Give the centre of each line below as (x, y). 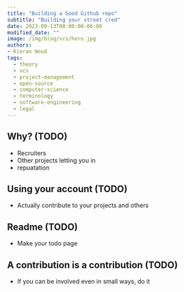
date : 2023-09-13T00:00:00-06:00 (55, 26)
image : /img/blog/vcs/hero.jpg (52, 39)
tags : (15, 58)
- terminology (33, 96)
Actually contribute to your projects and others (83, 205)
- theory (26, 64)
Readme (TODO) (43, 227)
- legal (24, 109)
